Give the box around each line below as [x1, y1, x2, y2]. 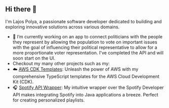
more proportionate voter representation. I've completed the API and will [12, 49, 163, 56]
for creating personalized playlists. [12, 97, 85, 103]
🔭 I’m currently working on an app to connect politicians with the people [12, 33, 163, 39]
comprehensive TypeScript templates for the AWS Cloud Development [12, 73, 159, 79]
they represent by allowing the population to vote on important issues [12, 39, 158, 45]
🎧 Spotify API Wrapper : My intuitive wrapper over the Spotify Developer [12, 84, 164, 90]
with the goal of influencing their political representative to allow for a [12, 44, 158, 50]
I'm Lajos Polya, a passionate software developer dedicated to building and [5, 18, 162, 24]
